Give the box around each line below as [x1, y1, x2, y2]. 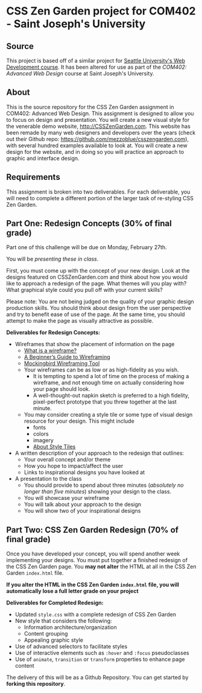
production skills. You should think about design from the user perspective [6, 305, 192, 312]
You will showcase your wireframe [24, 495, 110, 502]
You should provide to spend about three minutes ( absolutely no [24, 481, 184, 489]
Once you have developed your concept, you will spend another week [6, 550, 180, 557]
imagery [33, 437, 54, 444]
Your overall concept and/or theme [24, 456, 111, 463]
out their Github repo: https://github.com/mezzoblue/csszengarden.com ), [6, 135, 189, 142]
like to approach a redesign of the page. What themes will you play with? [6, 280, 187, 287]
